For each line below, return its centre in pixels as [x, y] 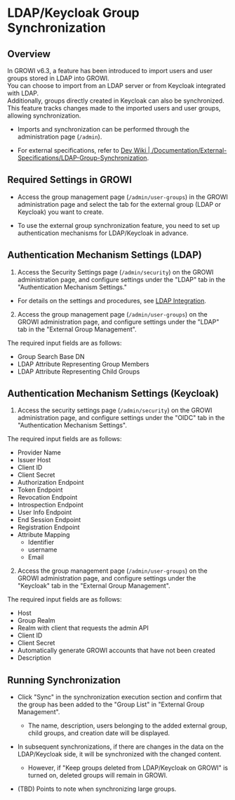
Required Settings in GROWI [69, 180]
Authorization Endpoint [51, 483]
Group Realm [36, 621]
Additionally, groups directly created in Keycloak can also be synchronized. [116, 101]
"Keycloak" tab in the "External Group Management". [94, 586]
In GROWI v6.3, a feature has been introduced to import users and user [110, 71]
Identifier [41, 542]
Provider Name [39, 452]
